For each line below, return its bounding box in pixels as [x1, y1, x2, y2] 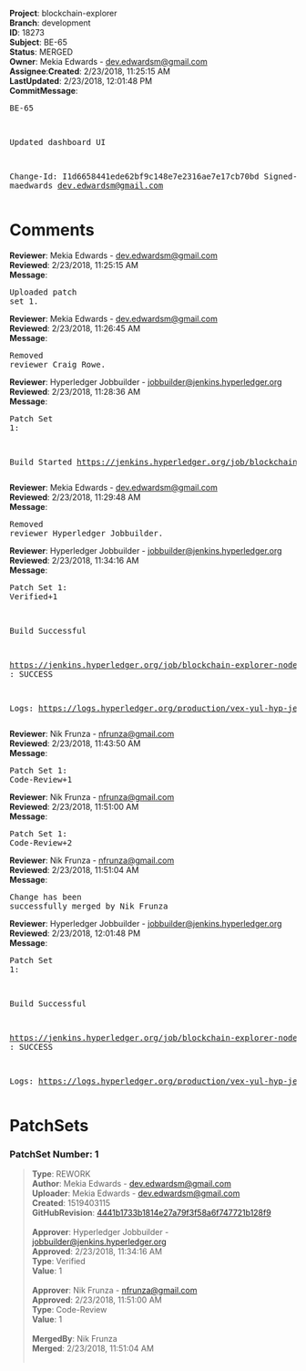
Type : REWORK [31, 1168, 91, 1179]
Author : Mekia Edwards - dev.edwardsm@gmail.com [31, 1179, 232, 1189]
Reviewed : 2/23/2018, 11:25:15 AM [9, 259, 139, 270]
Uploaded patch [9, 286, 77, 297]
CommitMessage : [9, 86, 78, 96]
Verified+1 [9, 591, 58, 601]
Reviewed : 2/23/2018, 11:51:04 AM [9, 864, 139, 875]
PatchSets [9, 1116, 89, 1137]
